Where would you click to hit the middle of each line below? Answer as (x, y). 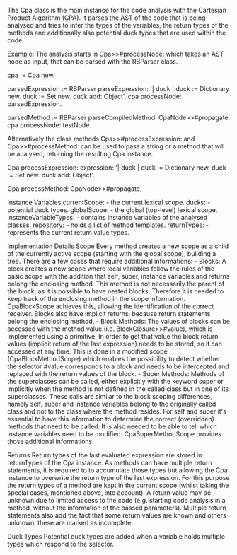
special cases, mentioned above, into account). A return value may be (109, 493)
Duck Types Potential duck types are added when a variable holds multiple (116, 536)
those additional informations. (51, 442)
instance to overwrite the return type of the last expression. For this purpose (118, 478)
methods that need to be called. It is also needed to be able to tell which (112, 426)
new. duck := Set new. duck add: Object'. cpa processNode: (94, 96)
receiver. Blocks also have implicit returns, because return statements (109, 314)
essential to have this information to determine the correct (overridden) (111, 419)
